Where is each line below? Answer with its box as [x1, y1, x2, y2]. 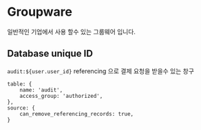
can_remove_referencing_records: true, [19, 110, 134, 117]
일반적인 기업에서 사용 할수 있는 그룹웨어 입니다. [7, 27, 136, 36]
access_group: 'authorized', [19, 92, 103, 99]
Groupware [7, 4, 72, 20]
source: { [7, 104, 36, 112]
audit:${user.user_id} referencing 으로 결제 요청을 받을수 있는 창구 [7, 66, 195, 75]
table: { [7, 80, 32, 88]
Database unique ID [7, 48, 93, 60]
